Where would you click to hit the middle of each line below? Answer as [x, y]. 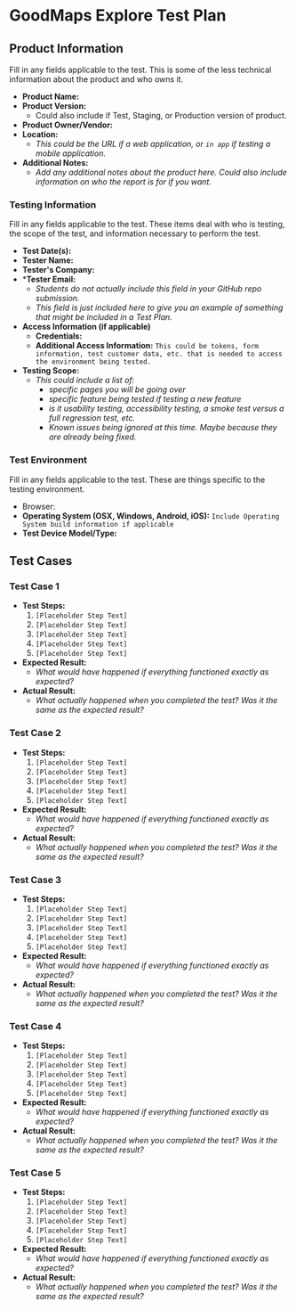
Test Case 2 [36, 733]
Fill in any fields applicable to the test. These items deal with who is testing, [147, 225]
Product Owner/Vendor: [68, 125]
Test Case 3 [36, 880]
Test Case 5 [35, 1173]
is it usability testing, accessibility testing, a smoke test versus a [166, 409]
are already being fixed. [92, 437]
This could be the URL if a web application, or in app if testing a [153, 144]
